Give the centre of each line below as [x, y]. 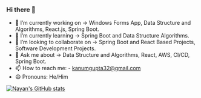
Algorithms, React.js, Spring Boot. [57, 29]
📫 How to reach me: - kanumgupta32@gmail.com [78, 68]
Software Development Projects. [55, 48]
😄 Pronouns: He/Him [41, 77]
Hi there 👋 [21, 10]
